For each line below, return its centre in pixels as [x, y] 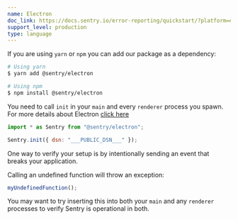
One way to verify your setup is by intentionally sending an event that [108, 153]
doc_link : [22, 21]
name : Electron [30, 14]
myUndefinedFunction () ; [42, 188]
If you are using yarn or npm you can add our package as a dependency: [112, 54]
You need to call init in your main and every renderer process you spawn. [115, 106]
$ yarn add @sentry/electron [50, 74]
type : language [30, 34]
